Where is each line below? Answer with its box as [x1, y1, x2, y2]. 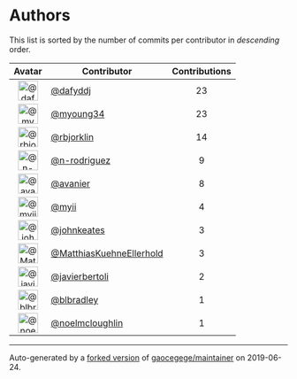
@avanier [50, 177, 91, 189]
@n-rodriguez [50, 154, 111, 166]
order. [9, 43, 31, 54]
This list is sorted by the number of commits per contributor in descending [9, 35, 280, 45]
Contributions [171, 65, 232, 77]
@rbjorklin [50, 130, 95, 143]
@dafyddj [50, 84, 91, 97]
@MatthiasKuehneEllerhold [50, 247, 164, 259]
